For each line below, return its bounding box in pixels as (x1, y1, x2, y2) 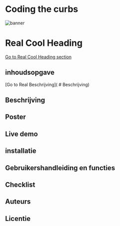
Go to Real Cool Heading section (5, 54, 72, 60)
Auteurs (5, 198, 31, 206)
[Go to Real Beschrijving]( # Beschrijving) (5, 81, 90, 88)
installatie (5, 147, 36, 155)
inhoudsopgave (5, 68, 55, 77)
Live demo (5, 129, 38, 138)
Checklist (5, 181, 36, 189)
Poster (5, 113, 26, 121)
